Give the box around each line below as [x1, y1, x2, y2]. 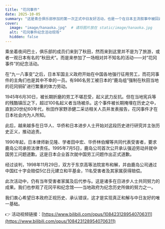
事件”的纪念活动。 [5, 61, 42, 67]
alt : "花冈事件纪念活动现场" [9, 30, 62, 35]
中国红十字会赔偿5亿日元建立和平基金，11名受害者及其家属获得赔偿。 [5, 167, 145, 174]
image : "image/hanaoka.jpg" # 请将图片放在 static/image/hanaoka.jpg [9, 25, 153, 30]
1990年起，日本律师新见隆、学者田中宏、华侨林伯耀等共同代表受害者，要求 [5, 139, 157, 145]
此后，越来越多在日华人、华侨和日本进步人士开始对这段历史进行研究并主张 [5, 122, 156, 128]
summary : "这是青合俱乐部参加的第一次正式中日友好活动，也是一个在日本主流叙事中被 [5, 16, 155, 21]
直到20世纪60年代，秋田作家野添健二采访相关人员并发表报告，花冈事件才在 [5, 106, 158, 112]
